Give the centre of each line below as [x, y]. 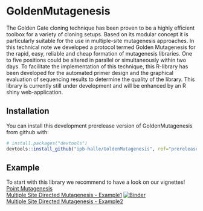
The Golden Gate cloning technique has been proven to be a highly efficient [101, 28]
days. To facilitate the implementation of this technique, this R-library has [97, 66]
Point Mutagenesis [30, 189]
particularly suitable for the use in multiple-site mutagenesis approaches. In [100, 41]
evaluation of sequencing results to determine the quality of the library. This [101, 79]
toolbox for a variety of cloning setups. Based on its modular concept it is [97, 34]
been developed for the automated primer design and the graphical [90, 73]
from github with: [28, 132]
